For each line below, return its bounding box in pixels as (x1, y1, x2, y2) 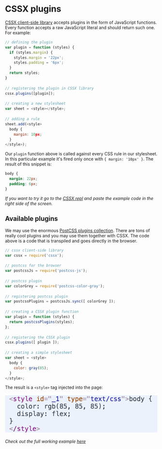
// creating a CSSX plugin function (5, 309, 79, 314)
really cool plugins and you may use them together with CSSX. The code (5, 233, 149, 238)
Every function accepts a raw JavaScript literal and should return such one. (5, 24, 155, 30)
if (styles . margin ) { (9, 50, 53, 55)
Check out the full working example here (5, 438, 86, 445)
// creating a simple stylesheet (5, 350, 73, 355)
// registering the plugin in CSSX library (5, 86, 94, 91)
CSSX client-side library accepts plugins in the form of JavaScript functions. (5, 19, 157, 25)
